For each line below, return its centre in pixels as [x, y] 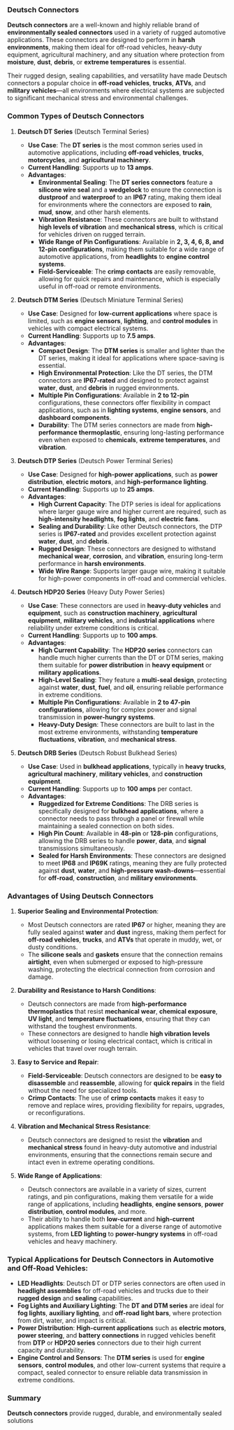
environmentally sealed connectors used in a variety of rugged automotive [117, 32]
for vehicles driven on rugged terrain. [92, 234]
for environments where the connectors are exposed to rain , [125, 204]
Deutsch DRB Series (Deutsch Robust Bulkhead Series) [97, 753]
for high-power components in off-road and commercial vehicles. [132, 578]
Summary [24, 1399]
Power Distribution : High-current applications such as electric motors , [122, 1328]
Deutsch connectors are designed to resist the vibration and [115, 1140]
